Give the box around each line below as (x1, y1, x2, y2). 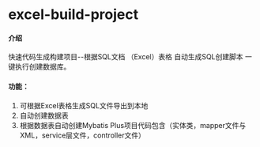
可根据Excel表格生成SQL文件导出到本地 (19, 100, 149, 110)
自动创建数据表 (19, 111, 69, 120)
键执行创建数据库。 (8, 62, 71, 72)
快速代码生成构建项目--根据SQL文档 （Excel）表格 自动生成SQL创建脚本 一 (8, 52, 253, 62)
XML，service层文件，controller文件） (19, 130, 146, 140)
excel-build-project (8, 6, 139, 24)
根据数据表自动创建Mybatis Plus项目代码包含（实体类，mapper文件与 (19, 120, 247, 130)
